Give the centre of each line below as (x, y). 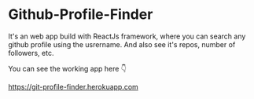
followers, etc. (31, 53)
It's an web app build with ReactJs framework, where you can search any (127, 36)
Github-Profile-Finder (81, 15)
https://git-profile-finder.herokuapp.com (74, 86)
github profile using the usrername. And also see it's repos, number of (122, 44)
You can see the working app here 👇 (68, 68)
